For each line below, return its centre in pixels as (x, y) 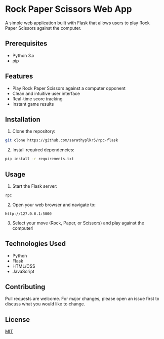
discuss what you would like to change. (45, 304)
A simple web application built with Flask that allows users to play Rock (77, 23)
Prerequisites (26, 44)
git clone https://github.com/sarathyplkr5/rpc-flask (62, 140)
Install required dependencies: (43, 150)
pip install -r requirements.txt (40, 159)
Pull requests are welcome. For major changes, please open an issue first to (82, 299)
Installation (23, 119)
